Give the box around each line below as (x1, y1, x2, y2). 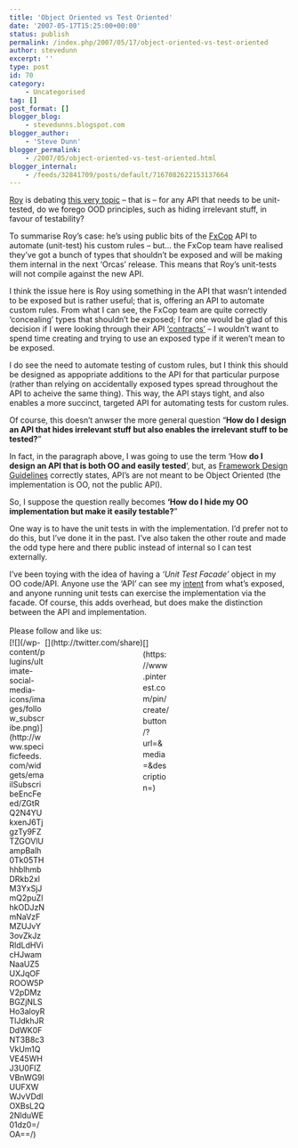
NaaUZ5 (9, 958, 40, 970)
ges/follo (9, 704, 42, 715)
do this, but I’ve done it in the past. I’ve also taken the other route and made (9, 533, 286, 544)
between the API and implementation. (9, 607, 147, 618)
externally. (9, 552, 48, 562)
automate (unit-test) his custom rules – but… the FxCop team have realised (9, 240, 284, 251)
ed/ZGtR (9, 798, 40, 809)
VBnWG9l (9, 1072, 44, 1083)
